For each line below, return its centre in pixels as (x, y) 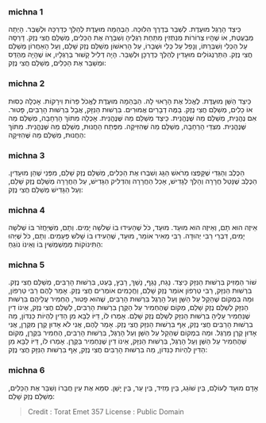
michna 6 (27, 371)
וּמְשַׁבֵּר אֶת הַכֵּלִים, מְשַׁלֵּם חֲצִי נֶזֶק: (57, 63)
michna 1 (26, 12)
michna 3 (27, 155)
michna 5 (27, 265)
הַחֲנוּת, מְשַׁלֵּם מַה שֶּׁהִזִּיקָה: (47, 134)
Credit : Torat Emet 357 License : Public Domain (106, 411)
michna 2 (27, 83)
